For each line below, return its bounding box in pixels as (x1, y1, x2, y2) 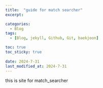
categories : (5, 21, 30, 26)
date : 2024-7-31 (5, 59, 40, 64)
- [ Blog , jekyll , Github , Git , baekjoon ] (10, 36, 99, 41)
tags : (5, 31, 17, 36)
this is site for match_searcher (5, 77, 68, 84)
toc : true (5, 45, 26, 50)
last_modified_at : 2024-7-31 (5, 64, 67, 69)
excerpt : (5, 12, 24, 17)
